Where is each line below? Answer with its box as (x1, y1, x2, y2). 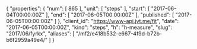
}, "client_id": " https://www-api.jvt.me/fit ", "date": (58, 18, 179, 24)
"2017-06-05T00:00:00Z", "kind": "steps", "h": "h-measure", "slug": (6, 24, 173, 31)
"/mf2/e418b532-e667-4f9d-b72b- (75, 30, 163, 37)
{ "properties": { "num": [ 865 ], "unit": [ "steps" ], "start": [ (6, 5, 150, 12)
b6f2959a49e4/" (6, 37, 48, 43)
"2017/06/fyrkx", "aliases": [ (6, 30, 75, 37)
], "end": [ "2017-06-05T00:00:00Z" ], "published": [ (45, 11, 174, 18)
